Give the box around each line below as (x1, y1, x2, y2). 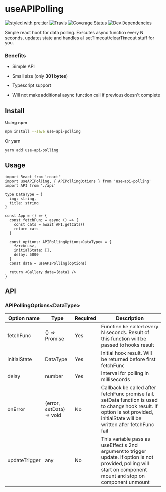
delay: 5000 (14, 252, 39, 257)
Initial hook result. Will (101, 350, 152, 357)
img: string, (9, 196, 37, 201)
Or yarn (5, 138, 21, 144)
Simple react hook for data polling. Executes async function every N (5, 29, 144, 35)
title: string (9, 200, 39, 205)
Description (116, 315, 144, 322)
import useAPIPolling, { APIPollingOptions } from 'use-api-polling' (5, 179, 152, 184)
